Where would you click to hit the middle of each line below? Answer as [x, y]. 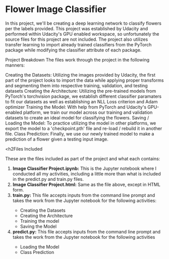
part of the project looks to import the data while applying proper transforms [84, 80]
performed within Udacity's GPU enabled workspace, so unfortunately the [82, 34]
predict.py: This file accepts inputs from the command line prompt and [86, 232]
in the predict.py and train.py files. [48, 179]
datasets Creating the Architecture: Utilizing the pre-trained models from [81, 91]
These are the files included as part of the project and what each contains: [83, 158]
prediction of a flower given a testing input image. [57, 139]
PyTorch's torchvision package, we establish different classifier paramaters [83, 96]
